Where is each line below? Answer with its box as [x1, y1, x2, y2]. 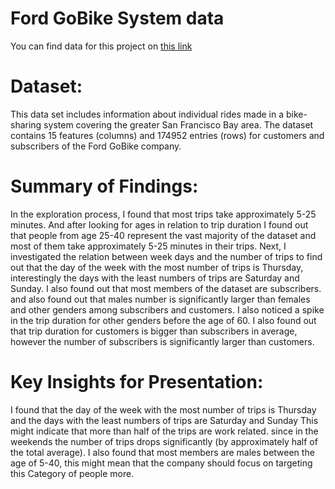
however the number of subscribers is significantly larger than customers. [10, 335, 315, 347]
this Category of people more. [10, 467, 135, 479]
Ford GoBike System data [10, 7, 225, 30]
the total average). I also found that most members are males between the [10, 446, 315, 458]
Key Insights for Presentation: [10, 371, 264, 393]
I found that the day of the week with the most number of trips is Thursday [10, 403, 317, 416]
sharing [10, 118, 42, 131]
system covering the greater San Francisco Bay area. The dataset [43, 118, 314, 131]
